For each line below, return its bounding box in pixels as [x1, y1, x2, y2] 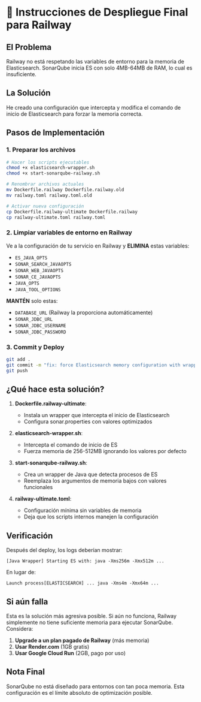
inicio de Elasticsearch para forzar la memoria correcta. [6, 110, 143, 117]
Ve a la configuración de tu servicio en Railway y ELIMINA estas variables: [6, 242, 190, 249]
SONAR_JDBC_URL [14, 316, 53, 323]
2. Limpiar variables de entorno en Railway [6, 228, 133, 237]
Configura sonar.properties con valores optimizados [23, 418, 153, 425]
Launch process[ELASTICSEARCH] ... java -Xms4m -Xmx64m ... [6, 580, 160, 586]
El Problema [6, 42, 52, 52]
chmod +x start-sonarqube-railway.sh [6, 170, 100, 176]
